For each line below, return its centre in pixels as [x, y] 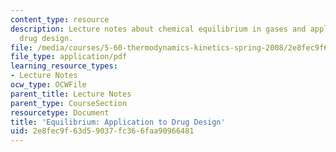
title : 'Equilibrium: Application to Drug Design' [118, 122]
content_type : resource [60, 19]
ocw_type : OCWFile [48, 85]
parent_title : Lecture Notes [71, 94]
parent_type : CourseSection [69, 103]
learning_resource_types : [64, 66]
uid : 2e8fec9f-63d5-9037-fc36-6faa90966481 [102, 131]
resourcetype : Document [60, 112]
